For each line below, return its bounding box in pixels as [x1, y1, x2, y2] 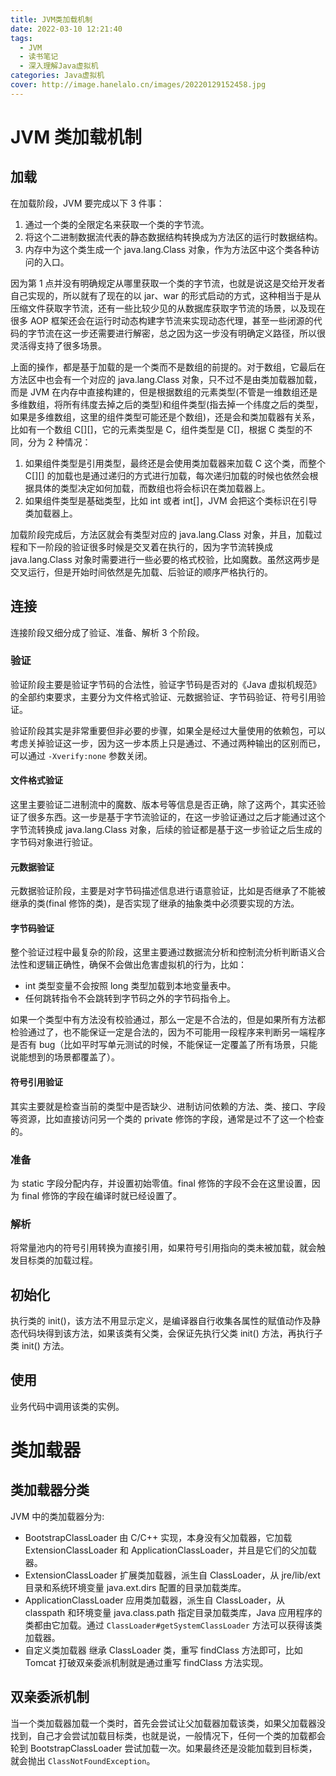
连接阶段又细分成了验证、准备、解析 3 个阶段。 [10, 626, 205, 638]
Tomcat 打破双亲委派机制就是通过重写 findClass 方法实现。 [24, 1656, 269, 1668]
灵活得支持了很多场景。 [10, 339, 107, 351]
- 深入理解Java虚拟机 [19, 61, 99, 71]
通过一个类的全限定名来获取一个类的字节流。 [24, 218, 210, 230]
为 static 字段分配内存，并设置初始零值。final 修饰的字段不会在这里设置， [10, 1177, 312, 1189]
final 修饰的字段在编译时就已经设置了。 [21, 1189, 182, 1201]
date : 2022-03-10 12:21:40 [10, 24, 123, 34]
